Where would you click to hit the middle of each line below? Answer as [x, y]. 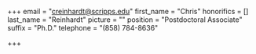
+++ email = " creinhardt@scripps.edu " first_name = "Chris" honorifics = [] [128, 11]
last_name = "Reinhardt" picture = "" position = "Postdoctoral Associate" [125, 20]
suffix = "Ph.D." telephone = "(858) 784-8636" [83, 28]
